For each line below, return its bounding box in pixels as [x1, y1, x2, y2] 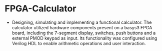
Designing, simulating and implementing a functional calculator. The [11, 19, 152, 25]
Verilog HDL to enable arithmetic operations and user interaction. [11, 40, 146, 46]
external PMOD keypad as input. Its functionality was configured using [11, 35, 157, 41]
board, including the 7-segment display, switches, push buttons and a [11, 30, 156, 36]
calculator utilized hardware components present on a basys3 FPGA [11, 24, 152, 30]
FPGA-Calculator [4, 3, 76, 14]
